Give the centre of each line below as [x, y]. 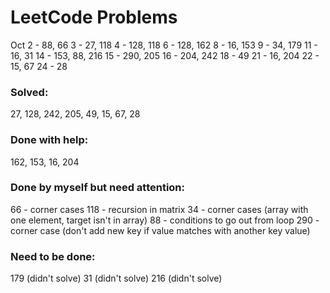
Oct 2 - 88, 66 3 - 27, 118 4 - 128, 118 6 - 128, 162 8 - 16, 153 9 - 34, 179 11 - [164, 45]
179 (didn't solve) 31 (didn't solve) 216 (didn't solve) [116, 278]
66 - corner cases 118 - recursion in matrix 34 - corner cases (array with [159, 209]
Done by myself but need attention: [98, 188]
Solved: [29, 92]
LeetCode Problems [94, 17]
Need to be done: [53, 256]
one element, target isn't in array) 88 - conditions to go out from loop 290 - [165, 220]
